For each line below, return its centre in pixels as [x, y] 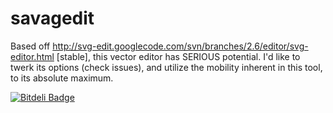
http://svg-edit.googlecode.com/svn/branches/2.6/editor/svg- [180, 46]
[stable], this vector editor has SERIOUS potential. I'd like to [178, 56]
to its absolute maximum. [62, 78]
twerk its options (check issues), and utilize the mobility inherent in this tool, [166, 67]
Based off [30, 46]
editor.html [32, 56]
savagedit [52, 18]
